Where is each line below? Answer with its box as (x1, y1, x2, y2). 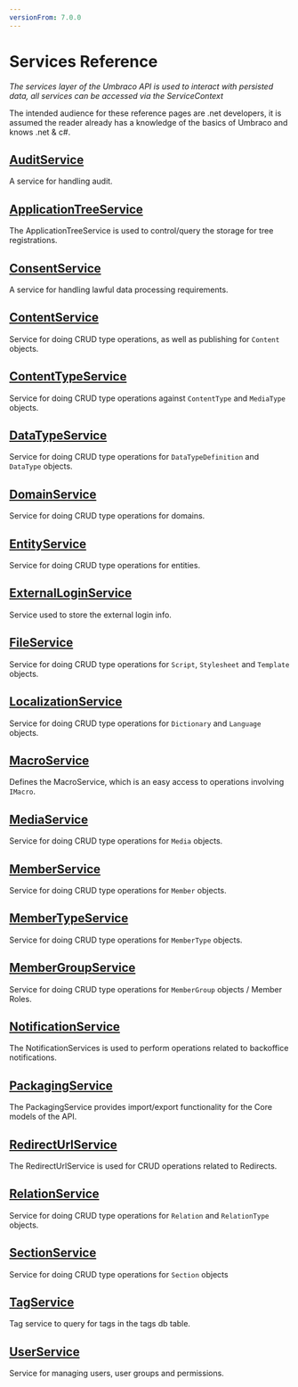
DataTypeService (9, 428, 108, 444)
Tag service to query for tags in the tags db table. (9, 1318, 191, 1329)
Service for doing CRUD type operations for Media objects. (9, 836, 223, 846)
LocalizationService (9, 694, 123, 709)
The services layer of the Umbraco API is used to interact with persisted (9, 81, 274, 92)
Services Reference (9, 51, 158, 71)
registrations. (9, 235, 58, 246)
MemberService (9, 861, 101, 877)
